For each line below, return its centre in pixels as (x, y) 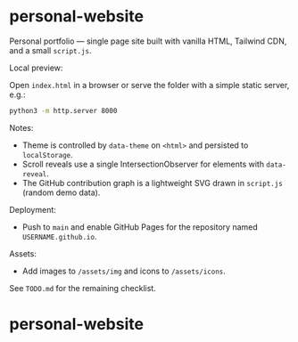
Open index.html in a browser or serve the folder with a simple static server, (149, 85)
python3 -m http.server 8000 (63, 110)
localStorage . (47, 154)
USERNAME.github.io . (59, 236)
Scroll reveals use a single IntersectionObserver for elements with (143, 164)
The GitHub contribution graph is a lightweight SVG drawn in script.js (152, 183)
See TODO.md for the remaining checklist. (83, 288)
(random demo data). (61, 192)
